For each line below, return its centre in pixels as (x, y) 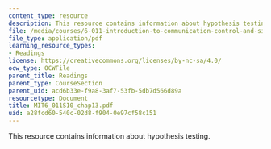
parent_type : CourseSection (56, 83)
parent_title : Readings (48, 76)
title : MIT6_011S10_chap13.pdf (61, 106)
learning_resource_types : (52, 46)
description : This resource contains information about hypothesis (124, 23)
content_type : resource (48, 16)
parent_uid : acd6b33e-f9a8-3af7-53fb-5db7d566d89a (95, 91)
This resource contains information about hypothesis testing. (110, 136)
